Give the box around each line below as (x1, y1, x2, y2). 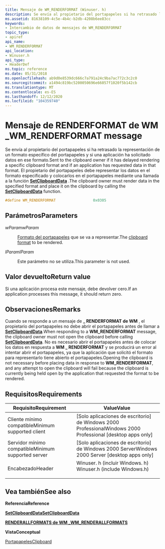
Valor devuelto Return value (5, 273, 91, 281)
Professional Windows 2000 (76, 425, 141, 432)
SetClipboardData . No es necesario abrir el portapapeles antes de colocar (5, 339, 156, 345)
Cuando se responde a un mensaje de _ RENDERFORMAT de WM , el (5, 318, 145, 324)
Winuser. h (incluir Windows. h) (76, 459, 149, 466)
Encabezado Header (7, 465, 54, 472)
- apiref (5, 35, 23, 40)
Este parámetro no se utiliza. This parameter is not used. (17, 258, 131, 264)
